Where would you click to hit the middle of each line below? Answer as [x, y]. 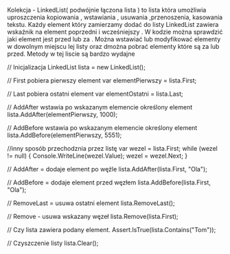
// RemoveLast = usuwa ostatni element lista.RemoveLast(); [91, 203]
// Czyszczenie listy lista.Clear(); [53, 243]
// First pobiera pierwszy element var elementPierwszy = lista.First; [102, 81]
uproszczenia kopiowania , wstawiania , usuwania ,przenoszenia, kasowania [115, 17]
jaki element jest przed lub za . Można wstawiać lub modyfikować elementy [114, 39]
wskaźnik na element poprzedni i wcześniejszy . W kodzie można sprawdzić [115, 32]
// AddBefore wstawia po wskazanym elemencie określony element [102, 128]
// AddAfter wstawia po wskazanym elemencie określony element [100, 107]
